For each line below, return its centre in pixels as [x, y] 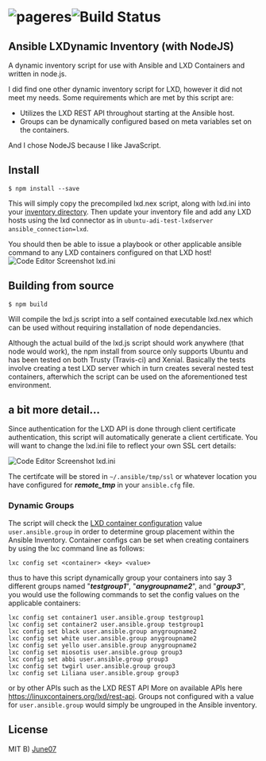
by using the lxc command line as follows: [77, 548]
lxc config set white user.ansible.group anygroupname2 [102, 638]
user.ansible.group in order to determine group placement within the [121, 531]
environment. [30, 384]
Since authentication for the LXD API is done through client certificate [122, 429]
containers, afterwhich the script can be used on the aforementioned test [128, 377]
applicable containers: [44, 603]
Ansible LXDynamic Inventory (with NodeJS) [121, 46]
